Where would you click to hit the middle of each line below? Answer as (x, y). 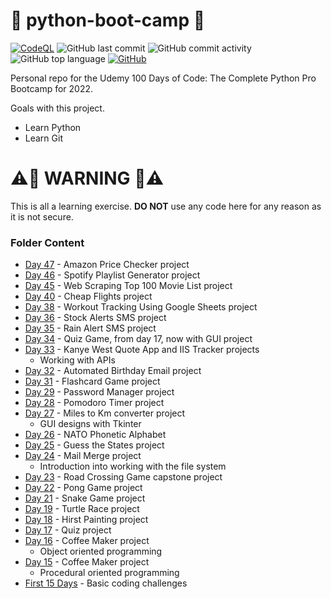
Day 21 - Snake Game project (85, 498)
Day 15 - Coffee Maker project (87, 562)
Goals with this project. (57, 108)
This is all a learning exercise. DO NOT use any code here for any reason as (166, 206)
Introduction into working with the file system (133, 466)
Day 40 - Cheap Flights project (88, 296)
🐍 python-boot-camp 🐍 (108, 20)
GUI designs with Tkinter (90, 424)
